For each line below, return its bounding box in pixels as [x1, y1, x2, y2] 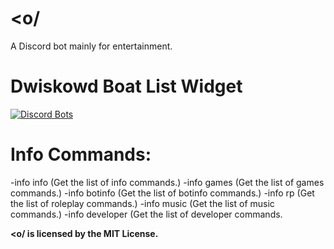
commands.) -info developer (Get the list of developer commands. [10, 208, 283, 220]
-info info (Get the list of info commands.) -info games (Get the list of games [10, 176, 325, 188]
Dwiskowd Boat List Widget [10, 75, 243, 98]
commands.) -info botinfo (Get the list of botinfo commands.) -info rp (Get [10, 187, 315, 199]
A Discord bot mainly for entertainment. [10, 40, 173, 52]
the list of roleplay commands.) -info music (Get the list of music [10, 197, 275, 209]
